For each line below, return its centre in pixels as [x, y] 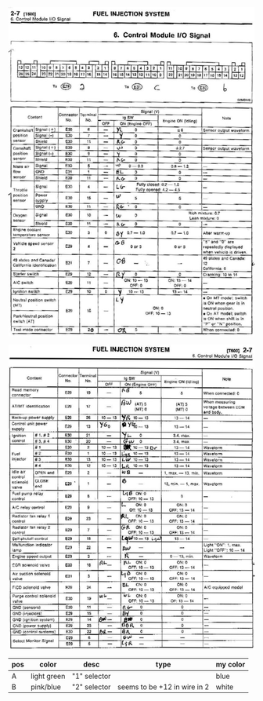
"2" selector [91, 687]
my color [231, 664]
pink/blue [46, 687]
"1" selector [91, 676]
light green [48, 676]
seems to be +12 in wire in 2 [163, 687]
